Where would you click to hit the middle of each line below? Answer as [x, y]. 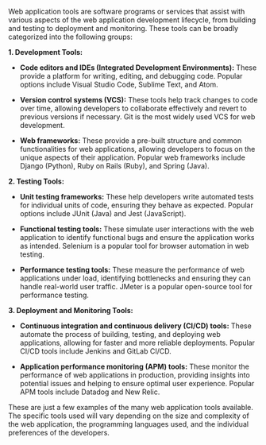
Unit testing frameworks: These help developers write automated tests [137, 197]
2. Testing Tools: [37, 181]
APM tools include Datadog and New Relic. [90, 392]
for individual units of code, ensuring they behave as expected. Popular [137, 205]
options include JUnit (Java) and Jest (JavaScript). [103, 213]
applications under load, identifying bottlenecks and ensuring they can [135, 278]
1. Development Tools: [46, 52]
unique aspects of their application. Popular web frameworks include [133, 157]
